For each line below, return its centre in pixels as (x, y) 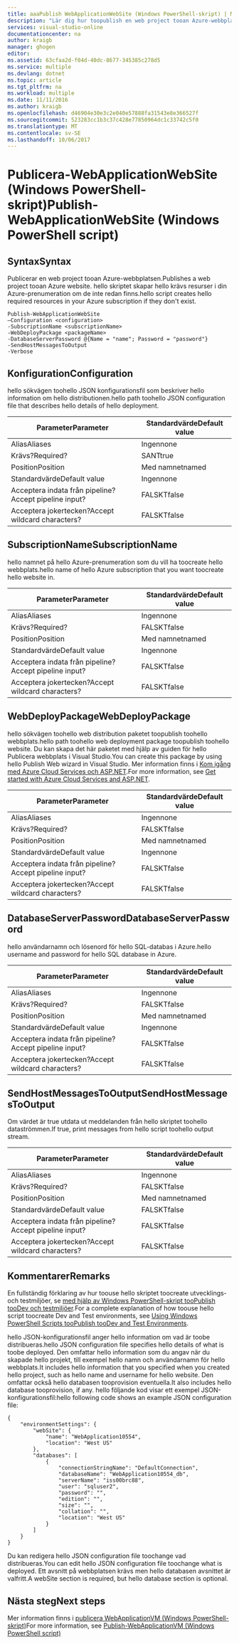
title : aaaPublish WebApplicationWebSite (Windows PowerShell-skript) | (117, 14)
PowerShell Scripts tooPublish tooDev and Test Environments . (98, 1323)
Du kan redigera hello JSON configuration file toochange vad (97, 1556)
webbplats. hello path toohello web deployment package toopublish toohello (118, 741)
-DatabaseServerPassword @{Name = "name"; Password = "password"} (108, 339)
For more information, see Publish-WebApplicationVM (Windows (120, 1626)
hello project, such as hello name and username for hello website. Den (111, 1375)
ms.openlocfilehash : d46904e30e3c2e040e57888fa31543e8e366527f (103, 113)
